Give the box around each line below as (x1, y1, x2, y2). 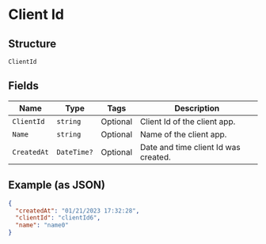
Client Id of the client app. (139, 116, 236, 127)
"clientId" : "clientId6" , (15, 214, 101, 222)
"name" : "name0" (15, 221, 69, 230)
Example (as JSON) (8, 178, 105, 192)
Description (173, 103, 220, 114)
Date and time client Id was (139, 141, 241, 152)
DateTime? (56, 148, 93, 156)
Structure (8, 37, 57, 51)
